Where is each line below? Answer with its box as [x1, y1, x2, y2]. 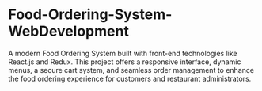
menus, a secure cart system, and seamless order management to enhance [8, 65, 255, 74]
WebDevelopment [8, 22, 129, 40]
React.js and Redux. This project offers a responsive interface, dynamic [8, 57, 241, 66]
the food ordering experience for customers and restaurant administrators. [8, 74, 252, 83]
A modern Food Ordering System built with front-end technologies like [8, 48, 237, 58]
